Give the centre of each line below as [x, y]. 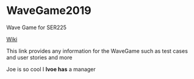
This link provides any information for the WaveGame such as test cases [97, 51]
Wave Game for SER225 [37, 27]
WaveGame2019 [49, 11]
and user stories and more [39, 57]
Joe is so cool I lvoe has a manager [51, 69]
